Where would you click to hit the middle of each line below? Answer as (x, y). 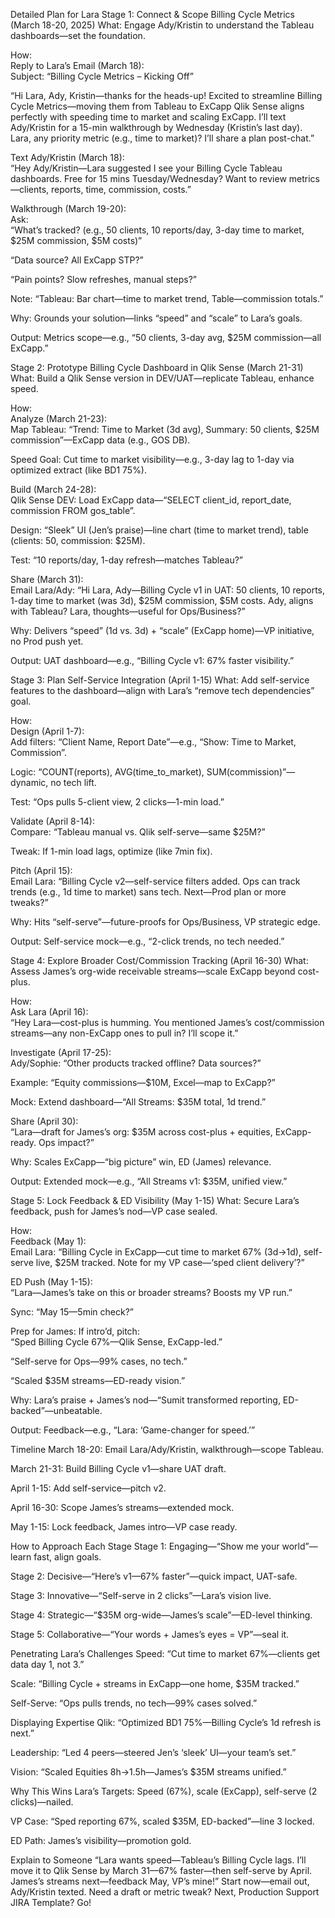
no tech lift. (73, 782)
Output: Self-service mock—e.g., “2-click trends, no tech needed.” (147, 941)
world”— (299, 1546)
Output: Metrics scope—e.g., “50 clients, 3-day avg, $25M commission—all (166, 337)
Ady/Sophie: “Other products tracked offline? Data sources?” (136, 1063)
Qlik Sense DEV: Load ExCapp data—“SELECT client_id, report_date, (151, 500)
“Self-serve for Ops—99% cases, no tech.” (99, 1361)
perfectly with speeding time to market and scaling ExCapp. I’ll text (148, 117)
